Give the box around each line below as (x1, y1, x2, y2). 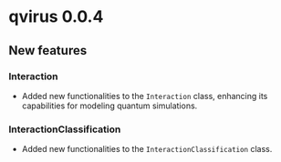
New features (8, 43, 88, 58)
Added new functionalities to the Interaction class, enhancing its (21, 90, 268, 101)
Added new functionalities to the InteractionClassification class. (21, 144, 273, 155)
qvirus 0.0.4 (8, 6, 104, 27)
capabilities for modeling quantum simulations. (21, 100, 198, 111)
